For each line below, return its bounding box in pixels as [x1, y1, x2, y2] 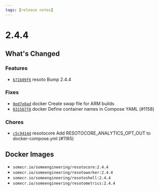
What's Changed [5, 49, 60, 58]
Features [5, 65, 28, 72]
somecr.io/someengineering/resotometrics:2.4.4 [12, 181, 115, 186]
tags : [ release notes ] [5, 7, 53, 13]
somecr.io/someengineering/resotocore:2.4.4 [12, 165, 109, 170]
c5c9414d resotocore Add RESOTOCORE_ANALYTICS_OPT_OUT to [12, 130, 151, 136]
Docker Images [5, 150, 54, 159]
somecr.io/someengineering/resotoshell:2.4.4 [12, 175, 111, 180]
